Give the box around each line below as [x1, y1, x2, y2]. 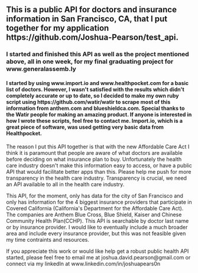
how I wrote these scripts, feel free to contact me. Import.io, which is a [6, 117, 183, 124]
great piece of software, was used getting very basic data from [6, 123, 164, 131]
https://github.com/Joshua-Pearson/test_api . [6, 32, 179, 43]
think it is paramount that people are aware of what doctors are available [6, 149, 183, 156]
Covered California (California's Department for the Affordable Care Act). [6, 204, 184, 212]
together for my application [6, 23, 109, 33]
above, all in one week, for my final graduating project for [6, 57, 174, 66]
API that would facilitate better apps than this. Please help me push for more [6, 168, 191, 175]
